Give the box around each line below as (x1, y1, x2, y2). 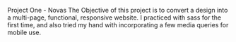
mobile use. (7, 28, 41, 36)
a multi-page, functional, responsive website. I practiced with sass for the (7, 13, 221, 22)
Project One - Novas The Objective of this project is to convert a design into (7, 6, 228, 14)
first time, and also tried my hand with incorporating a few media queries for (7, 21, 229, 29)
